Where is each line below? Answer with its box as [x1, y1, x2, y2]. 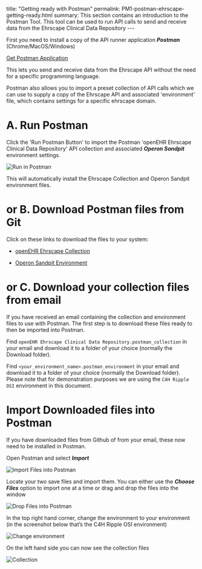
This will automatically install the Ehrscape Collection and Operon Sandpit [6, 175, 190, 182]
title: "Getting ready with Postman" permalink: [6, 5, 121, 12]
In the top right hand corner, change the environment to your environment [6, 514, 191, 521]
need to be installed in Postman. [6, 442, 86, 449]
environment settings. [6, 151, 60, 158]
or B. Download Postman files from [6, 203, 184, 217]
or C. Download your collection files [6, 280, 189, 294]
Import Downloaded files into [6, 403, 155, 417]
